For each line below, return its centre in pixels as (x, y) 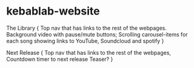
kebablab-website (53, 11)
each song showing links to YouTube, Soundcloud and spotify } (85, 41)
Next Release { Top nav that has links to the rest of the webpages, (89, 52)
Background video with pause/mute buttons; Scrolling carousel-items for (97, 34)
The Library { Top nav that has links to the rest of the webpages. (86, 28)
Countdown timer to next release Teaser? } (60, 59)
